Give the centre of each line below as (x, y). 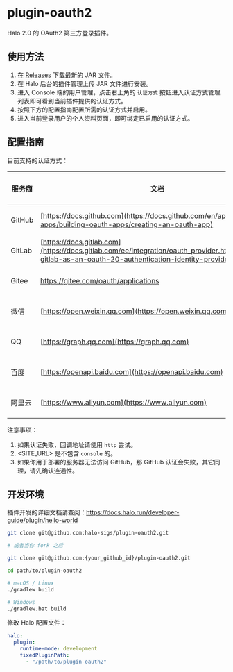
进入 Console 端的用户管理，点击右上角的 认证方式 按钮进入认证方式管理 (119, 92)
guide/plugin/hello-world (43, 520)
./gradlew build (31, 589)
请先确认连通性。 (54, 471)
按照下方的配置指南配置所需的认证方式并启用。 (84, 110)
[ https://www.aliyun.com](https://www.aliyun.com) (123, 402)
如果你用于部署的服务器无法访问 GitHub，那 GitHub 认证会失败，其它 (115, 462)
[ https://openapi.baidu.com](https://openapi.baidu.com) (132, 371)
